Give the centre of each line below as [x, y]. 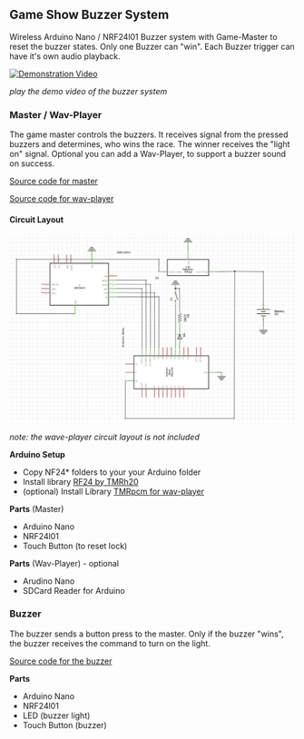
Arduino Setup [37, 454]
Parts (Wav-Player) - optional [64, 563]
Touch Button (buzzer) [64, 724]
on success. [32, 163]
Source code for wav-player [62, 199]
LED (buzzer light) [56, 715]
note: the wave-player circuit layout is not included [104, 437]
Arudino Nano [49, 581]
